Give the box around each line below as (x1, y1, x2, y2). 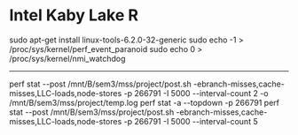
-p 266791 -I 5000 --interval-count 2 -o (123, 87, 269, 98)
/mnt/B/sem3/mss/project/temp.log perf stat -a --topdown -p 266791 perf (9, 97, 279, 108)
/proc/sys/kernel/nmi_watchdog (9, 53, 126, 64)
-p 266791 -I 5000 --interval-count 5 (123, 116, 259, 126)
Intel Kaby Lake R (9, 5, 139, 26)
